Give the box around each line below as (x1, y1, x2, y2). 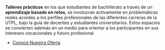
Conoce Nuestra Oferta (12, 40, 61, 46)
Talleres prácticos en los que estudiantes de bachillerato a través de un (5, 4, 153, 10)
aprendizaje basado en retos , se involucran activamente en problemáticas (5, 9, 158, 15)
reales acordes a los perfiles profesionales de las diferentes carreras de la (5, 15, 157, 20)
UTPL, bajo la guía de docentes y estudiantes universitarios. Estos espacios (5, 20, 161, 25)
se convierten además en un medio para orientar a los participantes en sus (5, 25, 159, 31)
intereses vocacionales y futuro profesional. (5, 30, 95, 36)
